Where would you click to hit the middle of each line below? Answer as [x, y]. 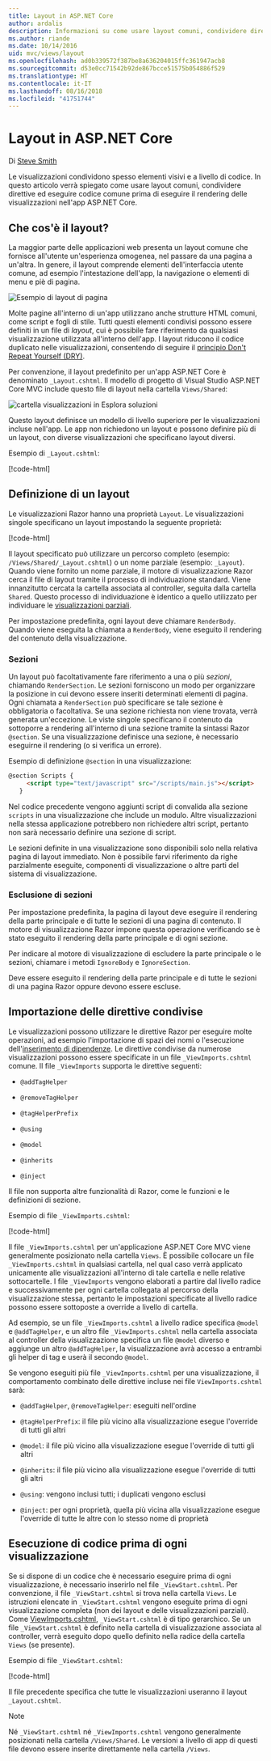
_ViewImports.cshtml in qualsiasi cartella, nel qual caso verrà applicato [126, 1264]
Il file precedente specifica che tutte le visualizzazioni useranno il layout [128, 1691]
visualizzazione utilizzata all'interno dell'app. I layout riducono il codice [126, 339]
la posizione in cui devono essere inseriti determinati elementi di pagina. [128, 694]
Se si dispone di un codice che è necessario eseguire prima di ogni [120, 1576]
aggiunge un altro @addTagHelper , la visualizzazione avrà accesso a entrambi [135, 1348]
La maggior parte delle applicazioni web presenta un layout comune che [128, 247]
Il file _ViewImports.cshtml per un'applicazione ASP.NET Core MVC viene [130, 1247]
